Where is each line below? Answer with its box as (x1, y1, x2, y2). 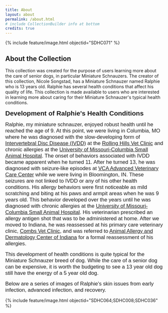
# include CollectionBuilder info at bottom (5, 21, 100, 27)
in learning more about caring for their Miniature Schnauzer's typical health (5, 94, 160, 100)
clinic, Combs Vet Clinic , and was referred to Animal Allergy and (5, 228, 153, 234)
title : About (5, 7, 33, 13)
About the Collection (5, 54, 71, 63)
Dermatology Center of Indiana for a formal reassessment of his (5, 234, 153, 241)
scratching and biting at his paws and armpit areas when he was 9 (5, 190, 159, 197)
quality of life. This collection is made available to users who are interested (5, 89, 159, 95)
